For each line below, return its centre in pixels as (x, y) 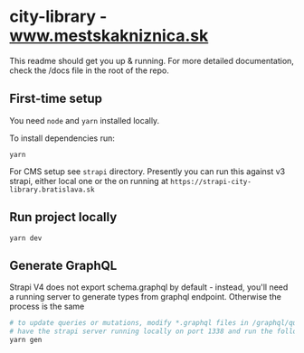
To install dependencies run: (62, 138)
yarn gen (26, 340)
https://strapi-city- (211, 181)
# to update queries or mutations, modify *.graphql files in (129, 323)
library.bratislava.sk (52, 190)
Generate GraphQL (63, 265)
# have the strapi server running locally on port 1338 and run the (141, 331)
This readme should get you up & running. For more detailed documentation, (152, 60)
